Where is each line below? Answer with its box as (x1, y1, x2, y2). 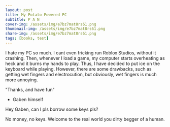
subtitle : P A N (5, 17, 40, 22)
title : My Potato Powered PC (5, 12, 67, 17)
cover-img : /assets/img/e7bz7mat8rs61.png (5, 21, 96, 27)
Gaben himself (12, 96, 44, 102)
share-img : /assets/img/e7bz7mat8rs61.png (5, 31, 96, 36)
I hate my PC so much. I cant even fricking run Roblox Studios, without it (5, 49, 156, 56)
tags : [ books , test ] (5, 36, 49, 41)
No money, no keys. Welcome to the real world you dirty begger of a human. (5, 116, 165, 122)
